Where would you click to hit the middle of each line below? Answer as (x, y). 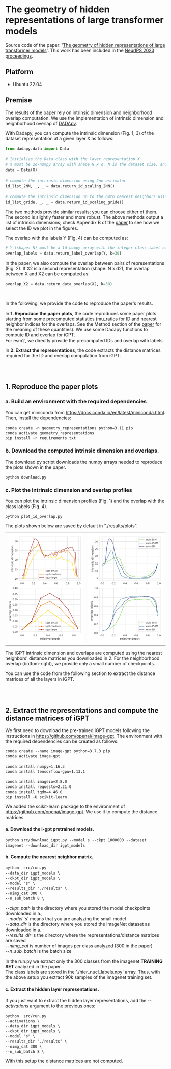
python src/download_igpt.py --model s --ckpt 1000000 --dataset (76, 840)
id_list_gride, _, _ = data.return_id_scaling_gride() (65, 202)
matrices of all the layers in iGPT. (40, 679)
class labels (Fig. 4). (26, 507)
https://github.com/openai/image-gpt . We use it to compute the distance (81, 812)
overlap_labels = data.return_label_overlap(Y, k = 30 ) (64, 254)
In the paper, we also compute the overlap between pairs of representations (85, 263)
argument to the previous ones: (63, 1006)
